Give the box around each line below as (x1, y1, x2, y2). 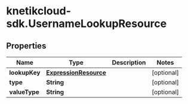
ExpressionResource (46, 69, 106, 77)
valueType (9, 88, 40, 96)
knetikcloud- (6, 4, 72, 18)
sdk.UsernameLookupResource (6, 17, 167, 30)
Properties (6, 41, 47, 51)
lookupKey (9, 69, 41, 77)
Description (112, 59, 146, 66)
